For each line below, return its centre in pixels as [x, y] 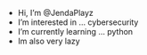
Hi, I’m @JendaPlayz [55, 13]
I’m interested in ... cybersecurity [78, 22]
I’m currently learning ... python [75, 31]
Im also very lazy [49, 41]
